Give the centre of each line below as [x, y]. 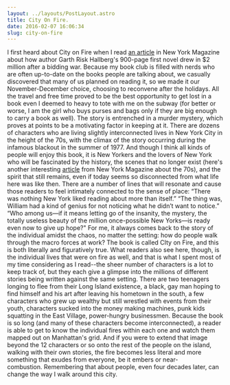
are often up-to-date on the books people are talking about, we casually [109, 74]
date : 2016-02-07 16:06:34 [46, 26]
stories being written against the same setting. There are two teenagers [108, 279]
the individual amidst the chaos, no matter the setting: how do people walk [113, 236]
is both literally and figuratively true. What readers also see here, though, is [113, 250]
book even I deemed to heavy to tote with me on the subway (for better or [112, 103]
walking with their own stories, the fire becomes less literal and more [104, 353]
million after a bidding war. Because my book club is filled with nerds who [111, 67]
